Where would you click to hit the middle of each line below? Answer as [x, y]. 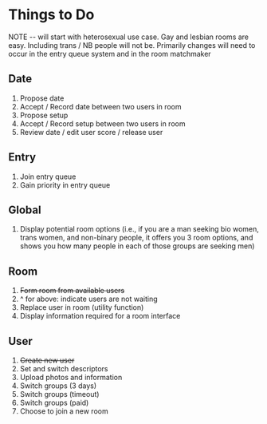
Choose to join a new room [64, 411]
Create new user [47, 360]
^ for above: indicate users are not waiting [88, 299]
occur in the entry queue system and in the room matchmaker [110, 53]
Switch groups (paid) [54, 402]
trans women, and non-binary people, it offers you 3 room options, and [136, 238]
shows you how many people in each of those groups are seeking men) [137, 246]
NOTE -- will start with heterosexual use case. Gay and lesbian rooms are [129, 37]
